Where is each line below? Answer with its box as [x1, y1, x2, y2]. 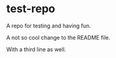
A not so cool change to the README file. [6, 34, 111, 41]
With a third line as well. [6, 45, 67, 53]
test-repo [6, 2, 56, 16]
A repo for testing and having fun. [6, 22, 92, 29]
